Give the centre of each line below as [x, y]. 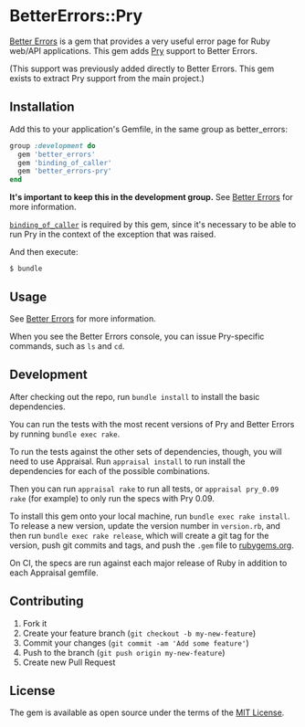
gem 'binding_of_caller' [65, 163]
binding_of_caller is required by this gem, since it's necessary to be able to [153, 225]
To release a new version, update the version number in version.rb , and [145, 525]
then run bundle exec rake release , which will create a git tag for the [139, 535]
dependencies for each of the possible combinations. [110, 470]
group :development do [53, 146]
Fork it [35, 623]
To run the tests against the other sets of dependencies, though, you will [146, 451]
